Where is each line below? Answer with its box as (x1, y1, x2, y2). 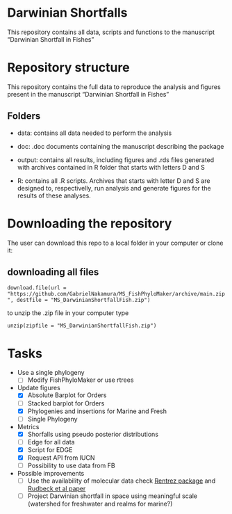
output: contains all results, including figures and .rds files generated (17, 155, 215, 164)
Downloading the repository (7, 216, 172, 231)
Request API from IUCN (27, 453, 95, 462)
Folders (7, 110, 41, 122)
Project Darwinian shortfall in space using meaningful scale (27, 492, 198, 500)
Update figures (17, 384, 60, 392)
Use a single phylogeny (17, 369, 85, 377)
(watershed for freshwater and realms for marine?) (27, 499, 173, 508)
